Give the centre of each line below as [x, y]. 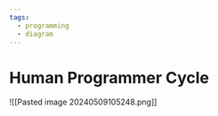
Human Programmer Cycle [109, 77]
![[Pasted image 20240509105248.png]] [83, 102]
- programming [43, 26]
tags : [19, 17]
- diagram [35, 34]
